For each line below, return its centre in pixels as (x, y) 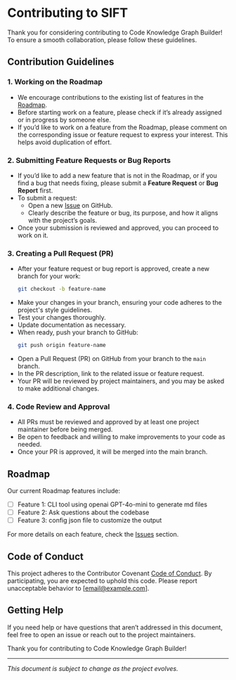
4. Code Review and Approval (59, 407)
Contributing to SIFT (68, 13)
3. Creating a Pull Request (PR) (60, 253)
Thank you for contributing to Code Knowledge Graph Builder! (97, 648)
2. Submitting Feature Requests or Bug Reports (89, 160)
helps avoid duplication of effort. (65, 142)
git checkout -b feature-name (62, 289)
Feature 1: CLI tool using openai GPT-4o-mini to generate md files (112, 504)
